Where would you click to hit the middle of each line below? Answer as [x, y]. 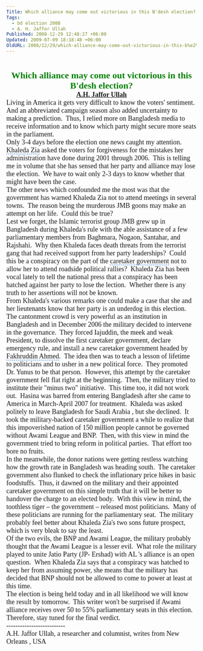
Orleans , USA [26, 641]
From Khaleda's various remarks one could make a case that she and [99, 301]
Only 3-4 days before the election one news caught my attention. [94, 142]
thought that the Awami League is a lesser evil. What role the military [101, 546]
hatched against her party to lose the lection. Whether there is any [96, 284]
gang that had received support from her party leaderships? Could [96, 253]
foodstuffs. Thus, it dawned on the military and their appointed [92, 483]
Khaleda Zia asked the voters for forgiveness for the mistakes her [95, 150]
